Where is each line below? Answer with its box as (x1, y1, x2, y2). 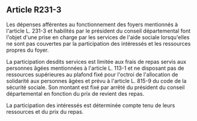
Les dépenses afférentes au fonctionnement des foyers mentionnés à (6, 20, 178, 28)
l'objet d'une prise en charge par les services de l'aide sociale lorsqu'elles (6, 33, 190, 41)
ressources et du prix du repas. (6, 108, 84, 115)
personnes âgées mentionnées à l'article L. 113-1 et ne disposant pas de (6, 64, 184, 72)
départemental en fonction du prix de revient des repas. (6, 90, 145, 97)
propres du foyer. (6, 46, 49, 54)
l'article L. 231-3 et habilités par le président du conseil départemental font (6, 27, 191, 34)
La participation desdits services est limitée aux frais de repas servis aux (6, 58, 187, 65)
